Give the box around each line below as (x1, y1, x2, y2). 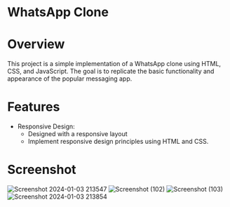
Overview (7, 36, 65, 53)
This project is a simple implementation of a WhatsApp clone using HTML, (7, 60, 222, 68)
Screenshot (7, 162, 76, 178)
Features (7, 99, 60, 115)
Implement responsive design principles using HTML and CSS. (27, 138, 209, 146)
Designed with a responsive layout (27, 130, 128, 138)
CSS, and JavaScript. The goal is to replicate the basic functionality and (7, 67, 215, 76)
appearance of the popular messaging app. (7, 74, 133, 83)
